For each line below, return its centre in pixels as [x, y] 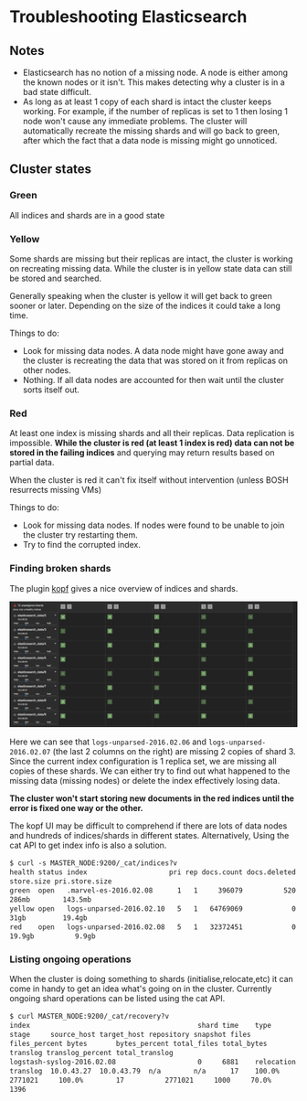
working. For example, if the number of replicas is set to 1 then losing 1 [155, 111]
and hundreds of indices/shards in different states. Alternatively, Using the [149, 836]
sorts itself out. [51, 390]
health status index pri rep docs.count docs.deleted [153, 872]
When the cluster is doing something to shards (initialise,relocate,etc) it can [152, 979]
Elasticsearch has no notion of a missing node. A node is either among [155, 72]
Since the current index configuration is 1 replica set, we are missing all [143, 762]
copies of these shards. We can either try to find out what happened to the [150, 771]
